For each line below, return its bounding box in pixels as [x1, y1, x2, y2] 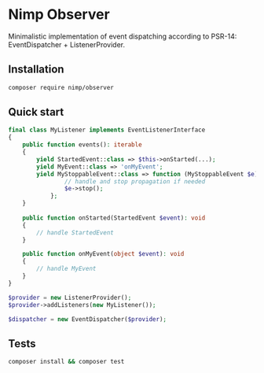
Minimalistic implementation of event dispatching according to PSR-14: [8, 31, 237, 41]
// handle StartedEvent [36, 228, 114, 237]
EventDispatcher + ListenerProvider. [8, 39, 126, 49]
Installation [8, 63, 64, 76]
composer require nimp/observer [8, 83, 114, 91]
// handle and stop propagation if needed [64, 177, 206, 186]
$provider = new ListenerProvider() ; [8, 294, 132, 301]
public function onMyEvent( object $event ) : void [22, 250, 185, 258]
